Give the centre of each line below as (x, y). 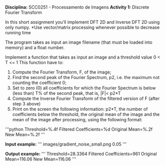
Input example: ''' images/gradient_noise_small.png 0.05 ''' (66, 144)
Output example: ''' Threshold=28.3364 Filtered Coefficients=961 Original (81, 154)
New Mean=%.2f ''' (25, 134)
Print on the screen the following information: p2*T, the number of (80, 109)
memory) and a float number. (35, 47)
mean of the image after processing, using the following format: (77, 120)
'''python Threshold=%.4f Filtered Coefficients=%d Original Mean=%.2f (79, 129)
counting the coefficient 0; (39, 83)
